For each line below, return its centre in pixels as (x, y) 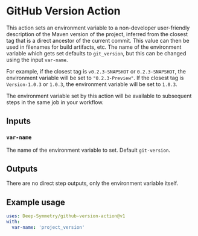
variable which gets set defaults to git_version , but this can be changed (96, 53)
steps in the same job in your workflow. (55, 102)
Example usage (36, 202)
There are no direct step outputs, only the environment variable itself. (92, 183)
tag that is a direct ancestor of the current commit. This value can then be (98, 40)
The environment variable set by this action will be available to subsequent (99, 96)
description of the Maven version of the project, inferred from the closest (97, 34)
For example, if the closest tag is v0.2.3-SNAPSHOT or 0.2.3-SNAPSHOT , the (96, 71)
